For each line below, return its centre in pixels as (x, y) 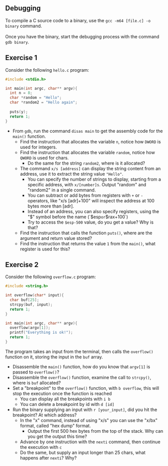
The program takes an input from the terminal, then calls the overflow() (79, 351)
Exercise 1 (21, 58)
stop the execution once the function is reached (62, 393)
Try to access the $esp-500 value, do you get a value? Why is (91, 222)
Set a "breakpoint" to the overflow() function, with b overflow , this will (86, 388)
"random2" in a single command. (62, 190)
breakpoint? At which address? (45, 415)
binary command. (24, 26)
